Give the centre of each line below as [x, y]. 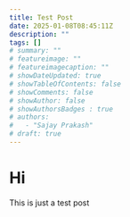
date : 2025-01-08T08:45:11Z [61, 26]
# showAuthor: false [48, 100]
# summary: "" [36, 51]
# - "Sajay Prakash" [51, 126]
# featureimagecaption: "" [59, 68]
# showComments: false [51, 92]
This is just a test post [49, 203]
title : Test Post [41, 17]
